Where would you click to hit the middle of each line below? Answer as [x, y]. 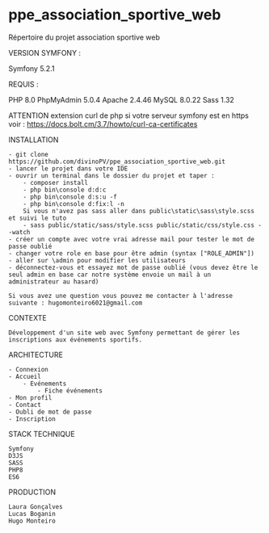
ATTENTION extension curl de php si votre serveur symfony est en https [128, 115]
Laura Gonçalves [36, 506]
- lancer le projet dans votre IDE [68, 168]
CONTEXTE [27, 317]
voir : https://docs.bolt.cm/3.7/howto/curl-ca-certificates [103, 124]
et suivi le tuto [38, 218]
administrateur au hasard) [54, 281]
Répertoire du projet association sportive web [84, 37]
